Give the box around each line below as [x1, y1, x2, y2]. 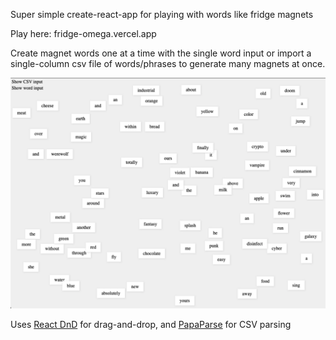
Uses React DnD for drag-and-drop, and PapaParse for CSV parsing [10, 319, 292, 331]
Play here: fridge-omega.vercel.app [10, 28, 157, 39]
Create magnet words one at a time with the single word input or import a [10, 47, 312, 59]
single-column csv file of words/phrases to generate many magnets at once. [10, 58, 326, 69]
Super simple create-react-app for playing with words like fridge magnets [10, 9, 314, 20]
